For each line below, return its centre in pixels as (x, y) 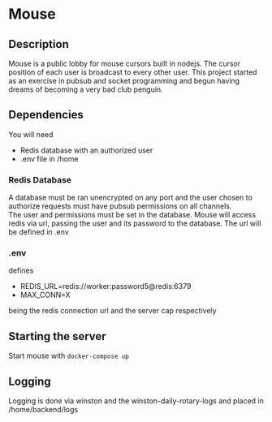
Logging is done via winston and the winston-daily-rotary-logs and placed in (136, 401)
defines (21, 271)
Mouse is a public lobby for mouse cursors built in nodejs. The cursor (125, 63)
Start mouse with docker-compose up (69, 356)
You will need (31, 134)
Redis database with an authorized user (86, 150)
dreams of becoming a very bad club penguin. (86, 89)
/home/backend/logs (43, 410)
